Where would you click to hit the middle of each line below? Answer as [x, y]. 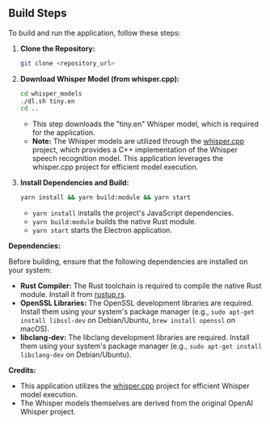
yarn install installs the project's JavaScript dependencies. [133, 213]
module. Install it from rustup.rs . [73, 295]
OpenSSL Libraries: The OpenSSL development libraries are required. [137, 303]
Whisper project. [48, 412]
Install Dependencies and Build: [74, 183]
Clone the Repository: [57, 49]
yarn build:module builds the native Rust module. [114, 222]
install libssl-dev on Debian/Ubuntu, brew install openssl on [128, 320]
